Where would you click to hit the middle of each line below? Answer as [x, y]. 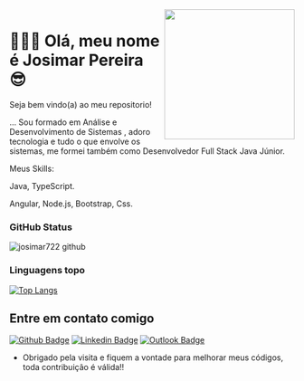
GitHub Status [41, 227]
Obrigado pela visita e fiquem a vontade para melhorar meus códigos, [153, 357]
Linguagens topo [47, 271]
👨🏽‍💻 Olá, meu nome [85, 41]
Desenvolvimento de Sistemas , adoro [80, 131]
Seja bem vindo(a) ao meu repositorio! [81, 104]
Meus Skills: [32, 168]
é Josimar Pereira [76, 60]
